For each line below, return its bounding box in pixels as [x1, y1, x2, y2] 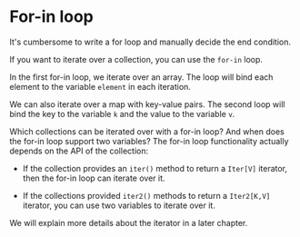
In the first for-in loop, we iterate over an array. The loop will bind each [9, 71, 274, 83]
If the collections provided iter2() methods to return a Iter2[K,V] [22, 190, 271, 201]
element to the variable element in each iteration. [9, 81, 191, 92]
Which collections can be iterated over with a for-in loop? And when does [9, 125, 285, 137]
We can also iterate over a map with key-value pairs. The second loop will [9, 98, 285, 110]
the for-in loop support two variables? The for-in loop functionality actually [9, 135, 289, 146]
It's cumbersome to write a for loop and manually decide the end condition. [9, 36, 292, 47]
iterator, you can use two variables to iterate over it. [22, 200, 215, 211]
